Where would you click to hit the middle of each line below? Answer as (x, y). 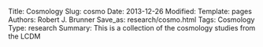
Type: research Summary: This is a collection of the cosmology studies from (132, 28)
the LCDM (24, 36)
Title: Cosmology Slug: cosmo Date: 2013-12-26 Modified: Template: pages (130, 11)
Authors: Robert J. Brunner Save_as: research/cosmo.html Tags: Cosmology (131, 20)
